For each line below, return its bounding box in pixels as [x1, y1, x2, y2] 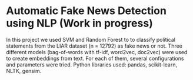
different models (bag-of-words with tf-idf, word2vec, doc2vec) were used [6, 48, 188, 55]
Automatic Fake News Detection [6, 4, 167, 18]
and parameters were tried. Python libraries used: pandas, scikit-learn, [6, 61, 178, 68]
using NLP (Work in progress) [6, 16, 153, 30]
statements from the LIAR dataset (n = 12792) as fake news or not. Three [6, 42, 182, 49]
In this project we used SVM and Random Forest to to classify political [6, 36, 175, 43]
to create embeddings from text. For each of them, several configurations [6, 55, 184, 62]
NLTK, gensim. [6, 67, 42, 74]
